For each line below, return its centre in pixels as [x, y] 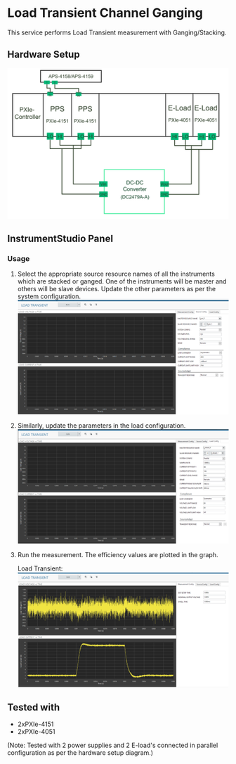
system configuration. [49, 296]
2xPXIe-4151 [35, 724]
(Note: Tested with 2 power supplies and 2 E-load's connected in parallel [113, 745]
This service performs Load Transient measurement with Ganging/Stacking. [117, 32]
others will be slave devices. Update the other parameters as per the [117, 289]
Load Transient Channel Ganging [105, 13]
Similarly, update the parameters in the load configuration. [101, 426]
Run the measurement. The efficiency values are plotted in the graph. [118, 555]
